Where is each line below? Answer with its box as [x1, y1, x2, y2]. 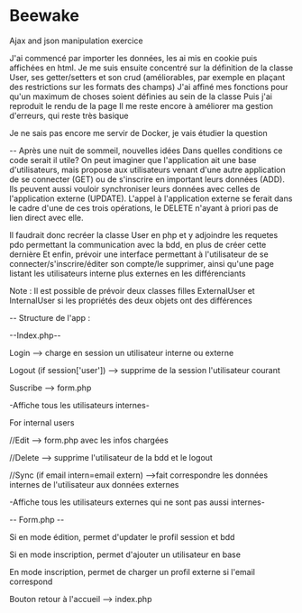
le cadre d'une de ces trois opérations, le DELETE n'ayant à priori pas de [9, 202, 279, 213]
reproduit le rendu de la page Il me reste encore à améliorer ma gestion [9, 100, 273, 111]
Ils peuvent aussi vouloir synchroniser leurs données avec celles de [9, 183, 261, 194]
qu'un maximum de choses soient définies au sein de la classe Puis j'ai [9, 91, 273, 102]
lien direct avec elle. [9, 212, 84, 223]
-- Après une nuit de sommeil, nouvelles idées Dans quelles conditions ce [9, 145, 283, 156]
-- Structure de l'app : [9, 312, 91, 323]
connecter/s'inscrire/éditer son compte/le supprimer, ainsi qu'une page [9, 258, 275, 269]
